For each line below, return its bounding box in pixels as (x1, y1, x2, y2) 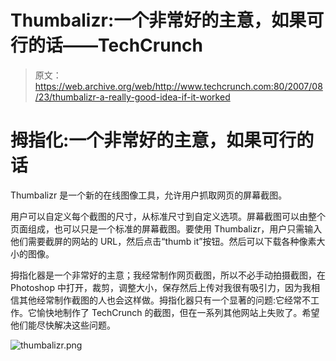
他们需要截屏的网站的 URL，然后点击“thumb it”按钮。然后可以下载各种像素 (10, 235, 317, 247)
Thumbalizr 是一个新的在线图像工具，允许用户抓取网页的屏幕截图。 (10, 189, 288, 201)
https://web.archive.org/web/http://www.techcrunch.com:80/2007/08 (34, 80, 323, 92)
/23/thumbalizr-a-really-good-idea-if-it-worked (34, 91, 231, 103)
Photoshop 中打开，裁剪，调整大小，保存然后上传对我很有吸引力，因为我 (10, 281, 312, 293)
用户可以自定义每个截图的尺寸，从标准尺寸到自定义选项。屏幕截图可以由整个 (10, 210, 326, 222)
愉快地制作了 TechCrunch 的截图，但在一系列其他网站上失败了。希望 (36, 306, 320, 318)
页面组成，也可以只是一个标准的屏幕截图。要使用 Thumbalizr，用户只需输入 (10, 222, 323, 235)
